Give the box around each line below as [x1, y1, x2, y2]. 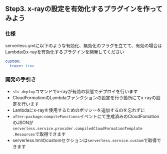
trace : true [9, 63, 35, 68]
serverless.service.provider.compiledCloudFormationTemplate [12, 126, 143, 131]
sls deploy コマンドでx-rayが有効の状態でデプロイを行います [12, 88, 138, 94]
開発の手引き [5, 76, 36, 83]
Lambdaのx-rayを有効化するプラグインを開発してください [5, 49, 124, 55]
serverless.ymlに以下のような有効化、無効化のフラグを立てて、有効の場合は [5, 42, 162, 48]
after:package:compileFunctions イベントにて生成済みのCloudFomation [12, 113, 159, 119]
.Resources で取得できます [12, 131, 66, 137]
